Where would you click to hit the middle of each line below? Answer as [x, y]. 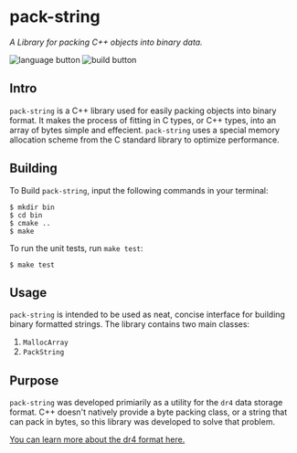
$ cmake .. [30, 223]
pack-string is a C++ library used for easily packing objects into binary [143, 111]
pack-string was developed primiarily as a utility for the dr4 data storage [146, 403]
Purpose [34, 380]
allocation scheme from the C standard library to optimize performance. [145, 140]
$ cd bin [26, 215]
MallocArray [45, 343]
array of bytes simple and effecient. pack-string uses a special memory [145, 130]
